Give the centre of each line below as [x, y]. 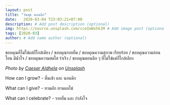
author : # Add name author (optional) [46, 38]
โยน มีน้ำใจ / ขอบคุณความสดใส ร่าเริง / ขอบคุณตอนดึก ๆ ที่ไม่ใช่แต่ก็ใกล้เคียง [70, 58]
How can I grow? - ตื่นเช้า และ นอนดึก [41, 78]
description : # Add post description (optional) [57, 24]
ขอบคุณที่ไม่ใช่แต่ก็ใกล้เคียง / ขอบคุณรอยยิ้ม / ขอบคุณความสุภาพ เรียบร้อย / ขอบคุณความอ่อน [83, 52]
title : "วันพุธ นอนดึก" [26, 15]
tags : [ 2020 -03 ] [22, 33]
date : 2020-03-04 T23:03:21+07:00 [44, 19]
